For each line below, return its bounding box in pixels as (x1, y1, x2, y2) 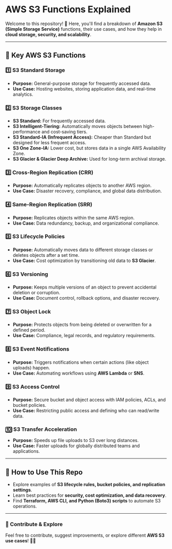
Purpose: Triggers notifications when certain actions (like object (12, 359, 149, 365)
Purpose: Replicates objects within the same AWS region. (12, 214, 135, 221)
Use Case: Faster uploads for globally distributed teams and (12, 443, 140, 449)
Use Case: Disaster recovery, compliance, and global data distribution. (12, 188, 162, 194)
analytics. (12, 91, 33, 97)
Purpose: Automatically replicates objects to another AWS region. (12, 183, 152, 189)
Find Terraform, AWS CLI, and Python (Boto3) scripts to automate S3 (12, 498, 161, 504)
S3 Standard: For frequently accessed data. (12, 118, 106, 124)
